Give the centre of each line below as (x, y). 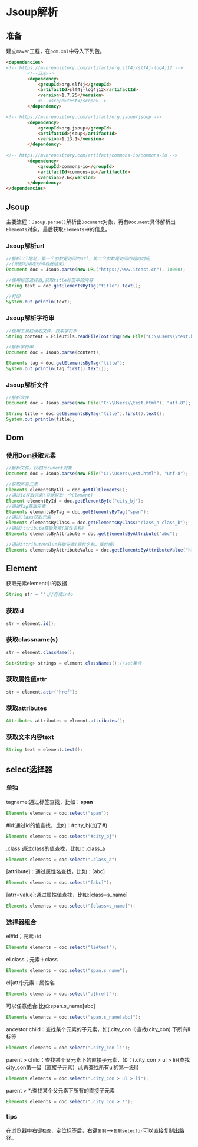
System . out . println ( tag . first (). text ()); (58, 369)
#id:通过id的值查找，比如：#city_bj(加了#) (57, 825)
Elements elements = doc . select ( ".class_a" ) (62, 860)
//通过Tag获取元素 (26, 506)
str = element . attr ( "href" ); (42, 692)
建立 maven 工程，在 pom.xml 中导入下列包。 (55, 51)
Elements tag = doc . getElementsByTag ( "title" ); (66, 363)
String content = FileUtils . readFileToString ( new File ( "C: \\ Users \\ (92, 336)
